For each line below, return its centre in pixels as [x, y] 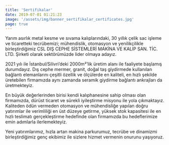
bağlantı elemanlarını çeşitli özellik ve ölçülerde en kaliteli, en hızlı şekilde [81, 75]
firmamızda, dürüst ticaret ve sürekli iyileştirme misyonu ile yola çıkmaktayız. [85, 101]
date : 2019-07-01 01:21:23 [34, 15]
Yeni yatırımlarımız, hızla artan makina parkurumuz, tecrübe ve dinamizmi [81, 132]
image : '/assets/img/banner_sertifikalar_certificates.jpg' [70, 19]
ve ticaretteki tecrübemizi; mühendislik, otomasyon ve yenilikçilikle [74, 44]
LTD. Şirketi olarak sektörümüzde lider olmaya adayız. [61, 54]
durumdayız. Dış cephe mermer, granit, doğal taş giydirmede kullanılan [79, 69]
